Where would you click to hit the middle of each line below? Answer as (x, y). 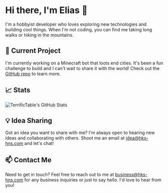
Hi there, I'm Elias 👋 (46, 10)
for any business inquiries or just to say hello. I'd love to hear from (93, 180)
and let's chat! (39, 144)
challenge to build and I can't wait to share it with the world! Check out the (82, 68)
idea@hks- (137, 138)
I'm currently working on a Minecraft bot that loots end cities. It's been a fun (84, 63)
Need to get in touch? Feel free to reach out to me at (60, 175)
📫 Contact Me (29, 160)
